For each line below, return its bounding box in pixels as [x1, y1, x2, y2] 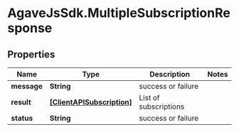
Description [149, 70, 191, 79]
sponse [7, 20, 53, 36]
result [11, 97, 32, 107]
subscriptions [139, 101, 185, 111]
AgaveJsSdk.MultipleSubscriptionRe [7, 5, 231, 21]
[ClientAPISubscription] [49, 97, 133, 107]
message [11, 82, 43, 91]
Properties [7, 48, 55, 60]
